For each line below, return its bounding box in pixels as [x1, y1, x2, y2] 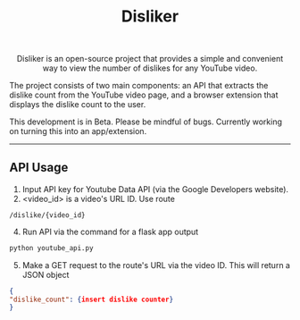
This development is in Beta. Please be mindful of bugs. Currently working [9, 116, 283, 127]
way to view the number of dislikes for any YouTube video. [42, 63, 258, 73]
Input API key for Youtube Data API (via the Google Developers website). [21, 183, 288, 194]
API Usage [9, 160, 69, 175]
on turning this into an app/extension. [9, 125, 147, 136]
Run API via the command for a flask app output [21, 226, 199, 237]
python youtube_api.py [9, 243, 94, 252]
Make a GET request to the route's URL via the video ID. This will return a [21, 259, 290, 270]
